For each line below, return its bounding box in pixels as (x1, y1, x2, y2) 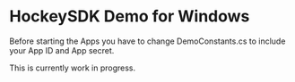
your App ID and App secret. (9, 45, 115, 55)
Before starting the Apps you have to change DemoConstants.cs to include (9, 36, 286, 46)
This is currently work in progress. (9, 62, 136, 73)
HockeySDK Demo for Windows (9, 6, 250, 27)
